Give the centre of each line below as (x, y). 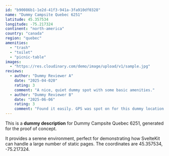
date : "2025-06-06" (35, 99)
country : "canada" (25, 33)
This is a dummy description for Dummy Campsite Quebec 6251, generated (85, 123)
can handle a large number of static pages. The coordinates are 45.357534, (84, 144)
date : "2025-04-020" (36, 81)
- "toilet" (21, 52)
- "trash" (20, 48)
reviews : (14, 71)
